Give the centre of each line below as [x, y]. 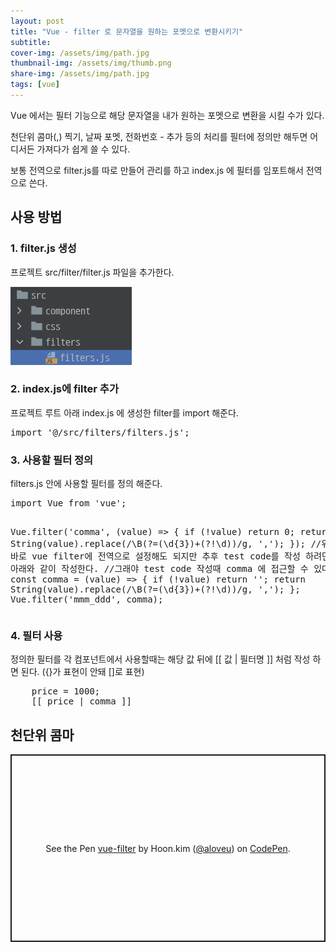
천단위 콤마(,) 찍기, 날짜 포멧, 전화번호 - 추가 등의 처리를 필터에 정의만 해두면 [159, 136]
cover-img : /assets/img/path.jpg [80, 53]
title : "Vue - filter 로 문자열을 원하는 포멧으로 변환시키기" [127, 31]
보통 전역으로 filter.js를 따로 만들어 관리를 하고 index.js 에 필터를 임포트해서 [157, 170]
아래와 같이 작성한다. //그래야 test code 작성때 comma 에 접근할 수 [159, 569]
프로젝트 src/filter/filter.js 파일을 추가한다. [92, 272]
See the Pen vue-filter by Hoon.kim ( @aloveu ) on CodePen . [168, 848]
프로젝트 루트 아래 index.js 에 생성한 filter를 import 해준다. [124, 412]
